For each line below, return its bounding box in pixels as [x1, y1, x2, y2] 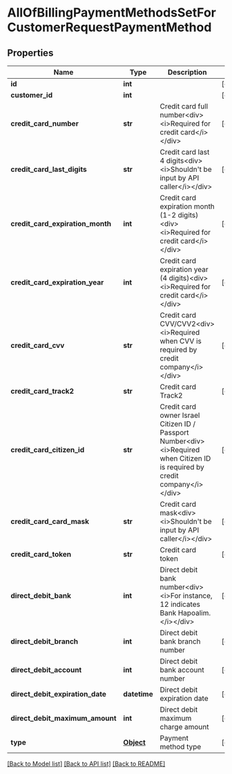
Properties [7, 47, 54, 59]
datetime [123, 689, 153, 699]
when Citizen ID [159, 454, 211, 463]
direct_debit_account [10, 665, 82, 675]
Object [123, 737, 146, 747]
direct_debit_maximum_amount [10, 713, 117, 723]
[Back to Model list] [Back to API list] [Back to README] [7, 760, 166, 768]
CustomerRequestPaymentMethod [7, 19, 212, 35]
